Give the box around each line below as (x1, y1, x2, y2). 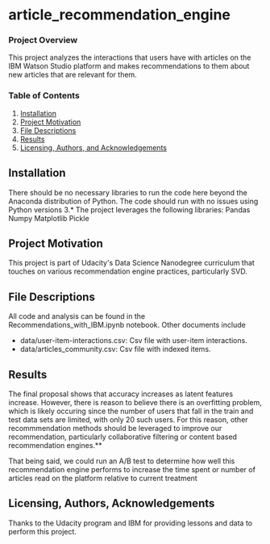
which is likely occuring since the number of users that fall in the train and (8, 406, 254, 416)
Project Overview (8, 35, 78, 46)
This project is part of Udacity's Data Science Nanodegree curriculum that (8, 258, 255, 268)
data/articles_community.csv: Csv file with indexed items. (19, 345, 211, 354)
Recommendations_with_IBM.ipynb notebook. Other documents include (8, 320, 246, 330)
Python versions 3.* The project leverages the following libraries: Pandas (8, 204, 251, 215)
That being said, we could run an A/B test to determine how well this (8, 456, 235, 466)
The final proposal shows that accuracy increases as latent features (8, 389, 234, 399)
